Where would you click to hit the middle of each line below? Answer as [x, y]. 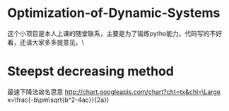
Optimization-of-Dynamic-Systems [114, 13]
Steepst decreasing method [91, 71]
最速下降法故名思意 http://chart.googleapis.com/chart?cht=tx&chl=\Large [114, 92]
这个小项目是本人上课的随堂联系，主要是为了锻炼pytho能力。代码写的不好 [115, 33]
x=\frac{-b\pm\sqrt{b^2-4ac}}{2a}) [58, 100]
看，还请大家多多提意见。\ [46, 42]
